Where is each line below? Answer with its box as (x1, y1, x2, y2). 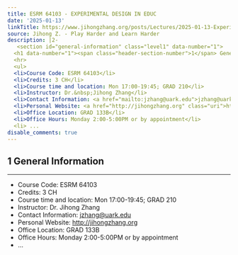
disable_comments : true (7, 129, 78, 136)
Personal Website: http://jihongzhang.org (17, 218, 138, 227)
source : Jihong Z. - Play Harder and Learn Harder (7, 30, 160, 38)
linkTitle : (7, 23, 40, 30)
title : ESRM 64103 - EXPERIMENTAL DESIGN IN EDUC (7, 10, 157, 18)
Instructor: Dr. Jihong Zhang (17, 203, 101, 212)
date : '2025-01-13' (7, 17, 65, 24)
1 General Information (7, 155, 105, 167)
